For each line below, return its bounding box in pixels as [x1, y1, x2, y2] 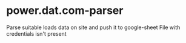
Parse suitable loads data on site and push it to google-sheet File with [6, 24, 181, 31]
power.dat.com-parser [6, 4, 124, 18]
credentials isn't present [6, 30, 67, 37]
